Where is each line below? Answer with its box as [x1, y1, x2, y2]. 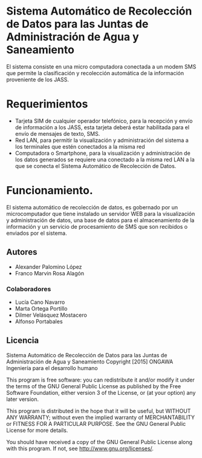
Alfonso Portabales [15, 317, 63, 325]
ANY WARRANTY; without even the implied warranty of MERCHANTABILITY [6, 414, 195, 421]
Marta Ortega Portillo [15, 305, 68, 312]
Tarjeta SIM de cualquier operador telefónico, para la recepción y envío [15, 117, 193, 124]
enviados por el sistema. [6, 229, 68, 237]
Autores [6, 247, 37, 257]
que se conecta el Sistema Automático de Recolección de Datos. [15, 162, 177, 169]
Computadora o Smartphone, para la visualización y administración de [15, 149, 191, 157]
